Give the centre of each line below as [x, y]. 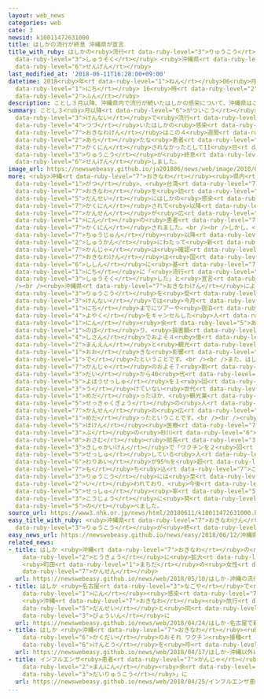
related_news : [31, 542]
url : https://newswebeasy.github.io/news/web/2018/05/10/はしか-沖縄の [131, 579]
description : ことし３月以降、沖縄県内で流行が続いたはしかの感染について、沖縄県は [130, 103]
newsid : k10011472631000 [49, 37]
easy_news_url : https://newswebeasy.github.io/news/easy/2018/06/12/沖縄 [130, 535]
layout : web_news [37, 15]
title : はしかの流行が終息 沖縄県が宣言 [66, 45]
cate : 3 [21, 30]
